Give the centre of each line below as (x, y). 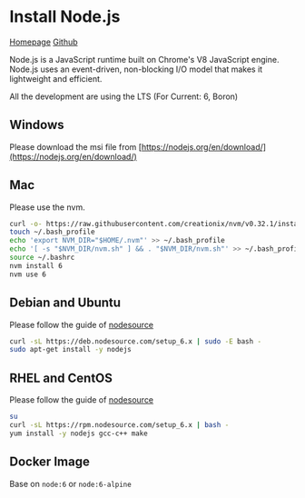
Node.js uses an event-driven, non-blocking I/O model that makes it (136, 69)
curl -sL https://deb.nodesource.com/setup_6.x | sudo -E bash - (135, 341)
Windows (37, 125)
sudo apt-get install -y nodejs (70, 350)
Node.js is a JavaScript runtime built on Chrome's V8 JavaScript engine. (144, 59)
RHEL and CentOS (61, 378)
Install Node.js (65, 17)
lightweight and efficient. (56, 78)
